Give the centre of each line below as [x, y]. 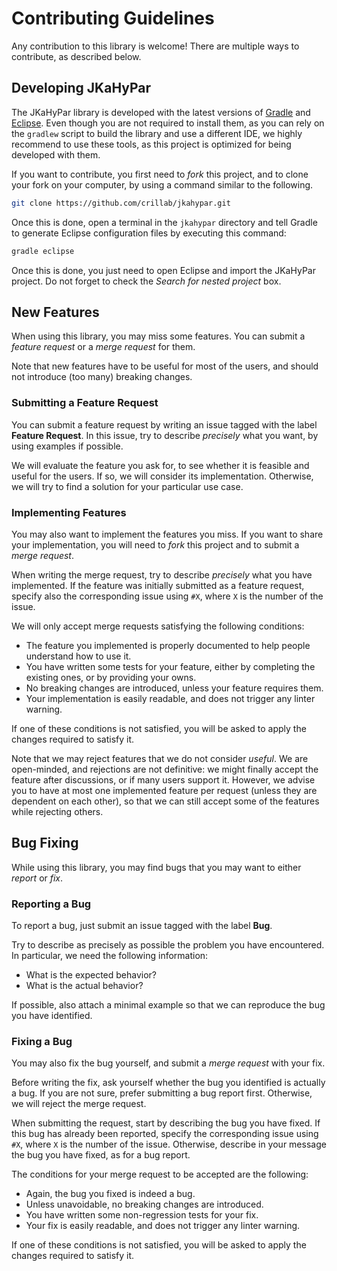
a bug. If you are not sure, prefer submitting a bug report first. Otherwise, [162, 1093]
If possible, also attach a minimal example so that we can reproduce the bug [168, 1005]
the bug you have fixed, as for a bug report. [101, 1155]
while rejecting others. [57, 811]
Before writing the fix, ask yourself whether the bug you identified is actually [168, 1083]
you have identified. [52, 1016]
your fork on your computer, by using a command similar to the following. [162, 184]
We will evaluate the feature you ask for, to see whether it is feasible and [160, 465]
